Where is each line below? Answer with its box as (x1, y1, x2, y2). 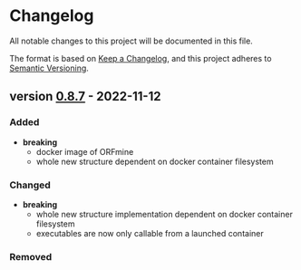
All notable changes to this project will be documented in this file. (9, 35, 254, 46)
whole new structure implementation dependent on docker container (35, 208, 293, 219)
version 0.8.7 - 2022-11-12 (9, 89, 161, 104)
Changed (9, 178, 52, 191)
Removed (9, 250, 53, 263)
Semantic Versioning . (9, 63, 89, 73)
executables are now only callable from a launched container (35, 227, 265, 238)
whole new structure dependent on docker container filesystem (35, 156, 274, 167)
